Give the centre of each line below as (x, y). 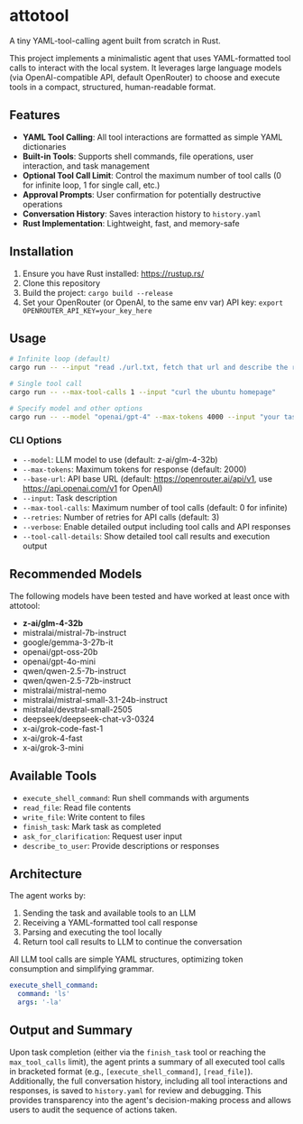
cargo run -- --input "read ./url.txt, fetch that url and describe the (149, 368)
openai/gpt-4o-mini (59, 661)
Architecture (46, 874)
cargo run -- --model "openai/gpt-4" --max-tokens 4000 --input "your (145, 417)
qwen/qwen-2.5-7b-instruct (74, 671)
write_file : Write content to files (84, 816)
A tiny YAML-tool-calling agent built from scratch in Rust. (115, 41)
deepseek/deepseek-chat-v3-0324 (88, 719)
